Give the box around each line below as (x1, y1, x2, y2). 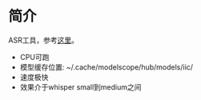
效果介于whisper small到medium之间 (19, 82, 142, 92)
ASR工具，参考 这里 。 (8, 35, 78, 45)
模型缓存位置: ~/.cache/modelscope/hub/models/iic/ (19, 62, 194, 72)
